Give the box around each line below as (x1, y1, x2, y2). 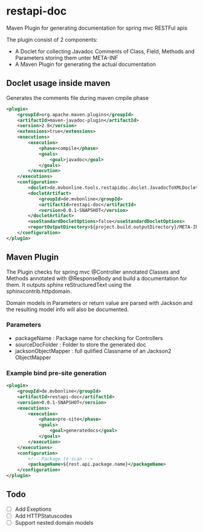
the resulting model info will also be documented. (6, 306, 129, 313)
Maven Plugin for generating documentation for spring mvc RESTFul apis (6, 24, 188, 31)
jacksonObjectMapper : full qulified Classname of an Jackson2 (14, 347, 172, 355)
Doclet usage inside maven (6, 78, 111, 88)
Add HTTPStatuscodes (14, 512, 72, 519)
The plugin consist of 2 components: (6, 36, 98, 43)
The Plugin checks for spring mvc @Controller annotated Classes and (6, 268, 180, 275)
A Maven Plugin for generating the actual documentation (14, 61, 156, 68)
